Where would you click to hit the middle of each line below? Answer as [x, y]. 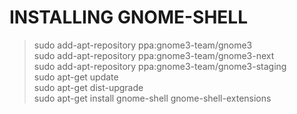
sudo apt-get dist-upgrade [88, 87]
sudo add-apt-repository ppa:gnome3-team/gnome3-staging [160, 66]
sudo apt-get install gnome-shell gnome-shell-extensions [152, 98]
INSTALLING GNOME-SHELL [128, 17]
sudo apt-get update [76, 77]
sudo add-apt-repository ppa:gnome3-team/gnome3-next [154, 55]
